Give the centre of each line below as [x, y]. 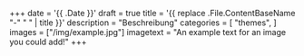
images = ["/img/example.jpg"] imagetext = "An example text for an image [148, 32]
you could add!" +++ [49, 42]
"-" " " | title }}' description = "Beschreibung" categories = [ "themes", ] [143, 23]
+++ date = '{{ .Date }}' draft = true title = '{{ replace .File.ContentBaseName [152, 13]
